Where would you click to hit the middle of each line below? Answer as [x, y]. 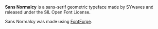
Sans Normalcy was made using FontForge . [49, 22]
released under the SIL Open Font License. [48, 12]
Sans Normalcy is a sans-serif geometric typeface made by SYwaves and [79, 7]
